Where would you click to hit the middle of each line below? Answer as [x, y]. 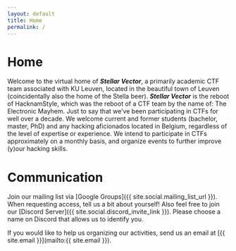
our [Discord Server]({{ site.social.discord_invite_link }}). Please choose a [114, 212]
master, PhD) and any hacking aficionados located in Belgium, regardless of [117, 126]
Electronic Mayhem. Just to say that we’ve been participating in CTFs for [113, 111]
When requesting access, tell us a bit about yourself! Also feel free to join [113, 204]
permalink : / [26, 27]
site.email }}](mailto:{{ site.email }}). [59, 240]
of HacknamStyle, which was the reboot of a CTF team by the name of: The [117, 104]
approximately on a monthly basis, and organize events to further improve [114, 141]
